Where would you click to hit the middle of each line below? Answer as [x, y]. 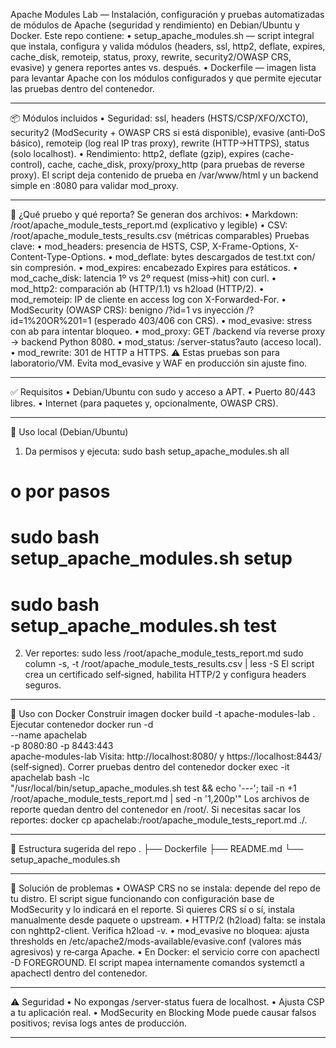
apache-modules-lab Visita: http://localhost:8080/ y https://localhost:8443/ [166, 756]
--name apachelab [49, 735]
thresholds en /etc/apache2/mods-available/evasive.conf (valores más [156, 941]
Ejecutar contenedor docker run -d [82, 725]
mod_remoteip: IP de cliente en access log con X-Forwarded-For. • [148, 299]
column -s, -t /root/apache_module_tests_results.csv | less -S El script [169, 664]
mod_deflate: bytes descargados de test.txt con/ [215, 257]
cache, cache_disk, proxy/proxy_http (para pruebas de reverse [176, 164]
